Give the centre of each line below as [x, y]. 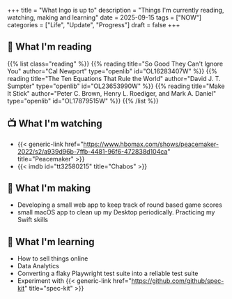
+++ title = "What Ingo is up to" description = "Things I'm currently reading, [116, 10]
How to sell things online [53, 258]
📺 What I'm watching [55, 124]
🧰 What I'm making [49, 188]
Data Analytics [38, 266]
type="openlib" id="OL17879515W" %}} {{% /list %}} [83, 101]
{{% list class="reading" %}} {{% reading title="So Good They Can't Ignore [115, 64]
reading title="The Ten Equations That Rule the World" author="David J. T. [114, 78]
